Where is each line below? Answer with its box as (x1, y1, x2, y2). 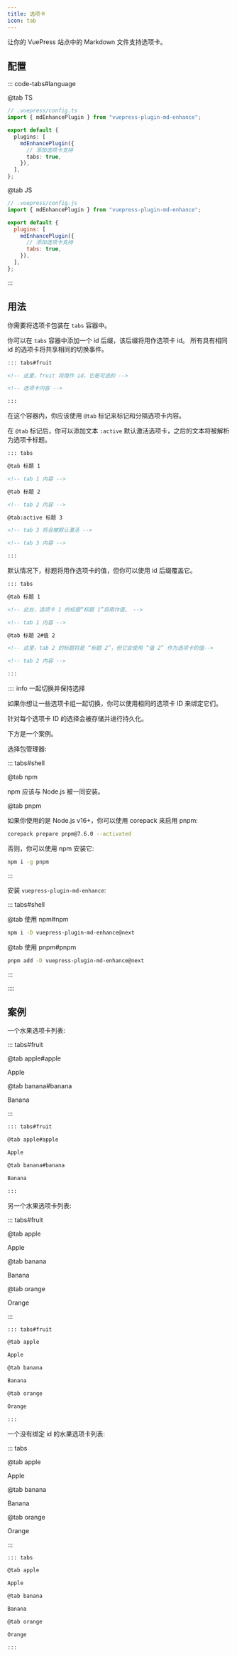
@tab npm (7, 773, 38, 781)
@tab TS (7, 93, 33, 102)
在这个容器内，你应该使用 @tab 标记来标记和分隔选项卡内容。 (7, 411, 186, 420)
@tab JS (7, 186, 33, 194)
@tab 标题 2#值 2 (7, 631, 55, 639)
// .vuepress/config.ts (7, 107, 78, 115)
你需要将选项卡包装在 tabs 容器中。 (7, 321, 111, 330)
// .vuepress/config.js (7, 200, 78, 207)
